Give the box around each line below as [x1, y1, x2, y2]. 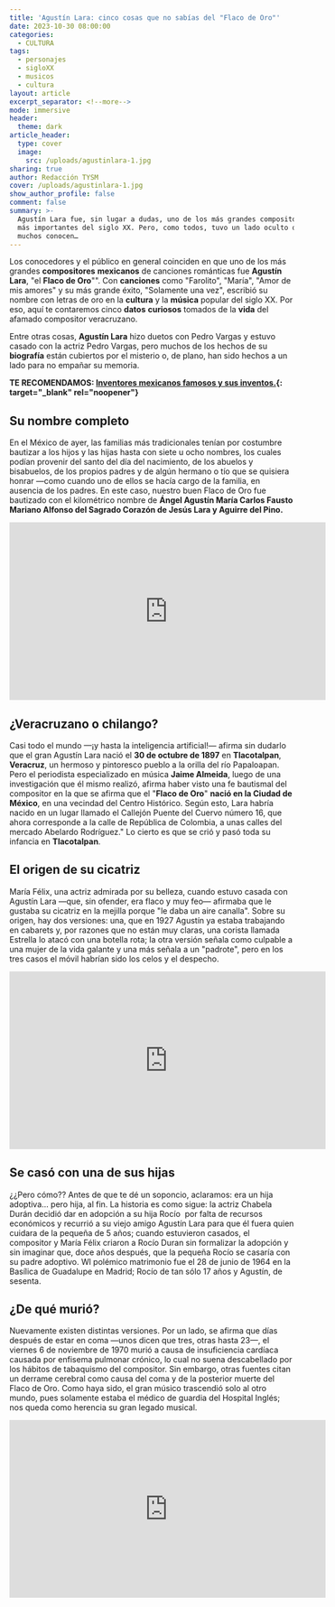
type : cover [17, 139, 63, 148]
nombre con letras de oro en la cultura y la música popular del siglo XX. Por [9, 294, 293, 305]
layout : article [9, 88, 70, 98]
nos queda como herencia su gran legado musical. [9, 1402, 198, 1413]
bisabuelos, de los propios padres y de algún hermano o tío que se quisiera [9, 466, 290, 477]
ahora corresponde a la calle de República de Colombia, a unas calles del [9, 817, 283, 827]
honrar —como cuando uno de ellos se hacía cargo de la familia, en [9, 476, 260, 487]
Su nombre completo [9, 413, 129, 429]
